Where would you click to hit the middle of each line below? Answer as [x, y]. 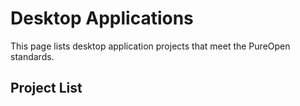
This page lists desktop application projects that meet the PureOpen [150, 46]
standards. [32, 56]
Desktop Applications [102, 18]
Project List [46, 88]
